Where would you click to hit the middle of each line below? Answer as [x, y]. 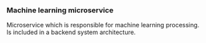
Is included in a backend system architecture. [71, 32]
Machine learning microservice [60, 10]
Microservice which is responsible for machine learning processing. [103, 25]
